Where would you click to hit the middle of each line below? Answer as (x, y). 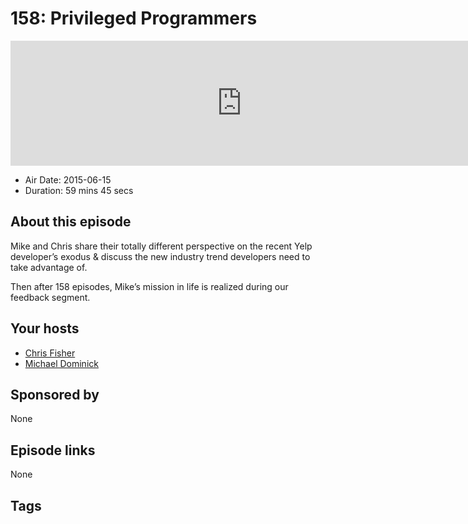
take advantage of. (49, 267)
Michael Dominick (61, 363)
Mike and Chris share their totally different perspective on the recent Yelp (161, 246)
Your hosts (45, 328)
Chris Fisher (50, 353)
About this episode (71, 222)
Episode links (53, 450)
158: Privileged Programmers (134, 18)
